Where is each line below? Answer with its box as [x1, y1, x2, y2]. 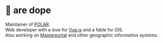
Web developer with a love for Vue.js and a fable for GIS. [5, 26, 124, 32]
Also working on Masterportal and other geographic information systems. [5, 32, 158, 38]
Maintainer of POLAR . [5, 21, 51, 27]
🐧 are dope [5, 5, 52, 16]
